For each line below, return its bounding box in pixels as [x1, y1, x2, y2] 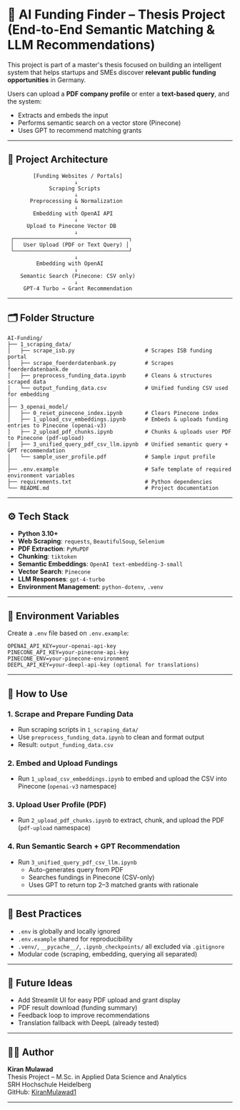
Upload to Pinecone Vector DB [26, 222, 116, 229]
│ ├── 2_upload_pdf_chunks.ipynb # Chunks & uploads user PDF [7, 428, 232, 435]
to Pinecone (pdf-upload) [7, 434, 84, 441]
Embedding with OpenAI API [33, 210, 114, 217]
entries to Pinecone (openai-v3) [7, 421, 107, 429]
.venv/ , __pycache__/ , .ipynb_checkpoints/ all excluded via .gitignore [17, 942, 225, 951]
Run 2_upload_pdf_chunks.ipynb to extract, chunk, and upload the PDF [17, 816, 225, 824]
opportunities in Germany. [7, 75, 86, 84]
